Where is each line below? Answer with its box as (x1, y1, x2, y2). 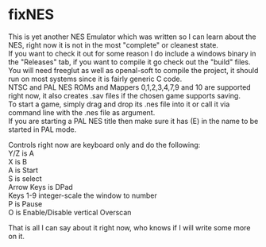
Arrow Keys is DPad (8, 182, 73, 191)
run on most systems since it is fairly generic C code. (8, 74, 183, 83)
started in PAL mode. (8, 125, 77, 134)
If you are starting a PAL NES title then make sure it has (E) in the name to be (8, 116, 259, 125)
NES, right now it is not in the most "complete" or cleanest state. (8, 40, 218, 49)
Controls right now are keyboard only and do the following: (8, 140, 201, 149)
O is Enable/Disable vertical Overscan (8, 207, 132, 217)
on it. (8, 231, 25, 241)
